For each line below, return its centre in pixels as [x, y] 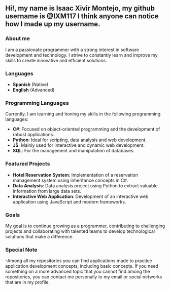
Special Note [21, 250]
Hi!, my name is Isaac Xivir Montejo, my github [80, 8]
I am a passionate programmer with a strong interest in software [72, 50]
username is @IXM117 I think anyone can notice [82, 16]
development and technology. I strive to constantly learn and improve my [82, 55]
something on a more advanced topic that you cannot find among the [78, 272]
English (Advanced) [33, 90]
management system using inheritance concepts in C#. [70, 180]
